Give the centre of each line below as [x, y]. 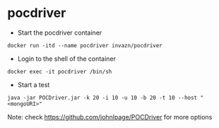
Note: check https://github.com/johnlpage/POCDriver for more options [110, 117]
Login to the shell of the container [67, 59]
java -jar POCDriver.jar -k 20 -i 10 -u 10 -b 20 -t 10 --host [102, 98]
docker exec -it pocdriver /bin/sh [60, 71]
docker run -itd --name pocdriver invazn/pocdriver [85, 45]
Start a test [34, 85]
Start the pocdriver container [60, 33]
